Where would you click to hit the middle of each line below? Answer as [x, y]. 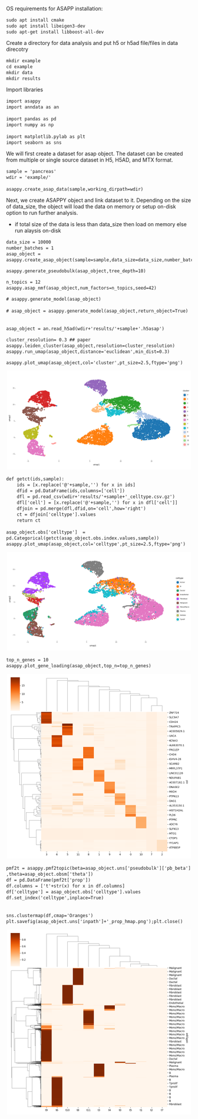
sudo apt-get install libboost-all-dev [55, 32]
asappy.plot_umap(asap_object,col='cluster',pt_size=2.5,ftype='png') [95, 363]
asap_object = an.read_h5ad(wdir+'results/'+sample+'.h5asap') [85, 329]
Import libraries [24, 89]
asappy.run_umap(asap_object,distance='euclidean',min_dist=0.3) [88, 352]
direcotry [17, 49]
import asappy [24, 101]
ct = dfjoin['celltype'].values [56, 515]
